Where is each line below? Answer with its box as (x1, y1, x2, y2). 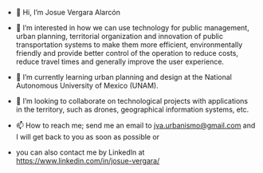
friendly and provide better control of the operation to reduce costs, (15, 49, 239, 57)
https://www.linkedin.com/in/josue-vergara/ (15, 156, 160, 165)
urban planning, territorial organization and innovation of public (15, 32, 224, 41)
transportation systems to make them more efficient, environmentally (15, 40, 243, 49)
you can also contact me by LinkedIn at (15, 147, 145, 157)
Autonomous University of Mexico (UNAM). (15, 81, 159, 90)
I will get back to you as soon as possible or (15, 132, 160, 141)
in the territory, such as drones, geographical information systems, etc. (15, 104, 249, 114)
